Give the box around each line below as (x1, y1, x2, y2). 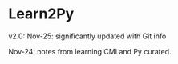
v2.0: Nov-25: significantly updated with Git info (8, 31, 167, 41)
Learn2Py (8, 5, 75, 23)
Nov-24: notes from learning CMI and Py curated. (8, 46, 172, 56)
